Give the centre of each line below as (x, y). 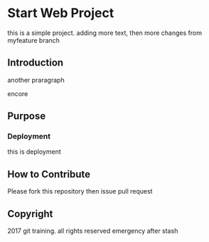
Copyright (30, 214)
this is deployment (34, 152)
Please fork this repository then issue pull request (80, 191)
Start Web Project (61, 13)
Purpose (27, 116)
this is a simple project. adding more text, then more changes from (105, 33)
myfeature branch (34, 40)
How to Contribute (49, 174)
